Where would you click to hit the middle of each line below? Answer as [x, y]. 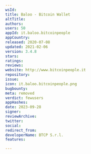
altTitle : [15, 19]
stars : [12, 56]
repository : [17, 75]
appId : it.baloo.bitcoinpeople [38, 33]
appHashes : [16, 103]
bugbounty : [16, 88]
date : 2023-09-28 [23, 107]
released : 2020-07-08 [28, 42]
